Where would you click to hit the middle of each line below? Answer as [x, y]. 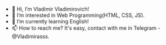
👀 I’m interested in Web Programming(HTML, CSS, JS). [78, 15]
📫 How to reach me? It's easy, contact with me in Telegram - [86, 28]
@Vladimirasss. [31, 36]
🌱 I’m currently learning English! [50, 21]
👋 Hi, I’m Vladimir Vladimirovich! [50, 9]
